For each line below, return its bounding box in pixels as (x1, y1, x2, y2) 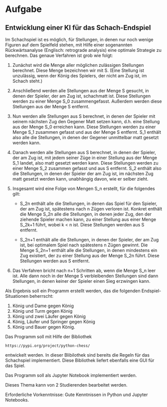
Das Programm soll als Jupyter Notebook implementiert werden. (5, 373, 137, 378)
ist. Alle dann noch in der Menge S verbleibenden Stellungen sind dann (12, 273, 159, 279)
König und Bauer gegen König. (12, 324, 76, 330)
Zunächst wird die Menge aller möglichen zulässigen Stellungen (12, 62, 144, 68)
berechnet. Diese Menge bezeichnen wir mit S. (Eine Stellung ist (12, 67, 145, 73)
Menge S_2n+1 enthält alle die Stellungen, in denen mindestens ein (19, 247, 158, 253)
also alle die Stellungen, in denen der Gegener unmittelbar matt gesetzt (12, 135, 159, 140)
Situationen (5, 293, 29, 299)
